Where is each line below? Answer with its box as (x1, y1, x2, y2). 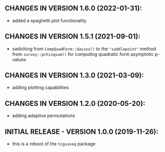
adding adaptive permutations (12, 112, 75, 119)
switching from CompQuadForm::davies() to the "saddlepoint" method (12, 46, 156, 52)
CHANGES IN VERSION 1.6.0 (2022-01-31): (5, 4, 143, 13)
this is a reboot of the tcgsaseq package (12, 141, 96, 147)
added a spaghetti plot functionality (12, 17, 87, 23)
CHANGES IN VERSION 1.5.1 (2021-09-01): (5, 32, 141, 41)
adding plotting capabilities (12, 85, 69, 91)
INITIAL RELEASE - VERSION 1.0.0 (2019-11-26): (5, 127, 158, 136)
